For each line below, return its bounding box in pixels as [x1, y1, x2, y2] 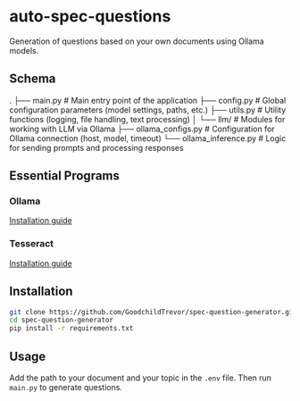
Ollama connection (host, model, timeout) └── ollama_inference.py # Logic [9, 132, 287, 144]
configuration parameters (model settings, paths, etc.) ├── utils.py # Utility [9, 104, 287, 115]
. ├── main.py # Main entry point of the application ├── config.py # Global [9, 95, 287, 105]
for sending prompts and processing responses [9, 142, 185, 153]
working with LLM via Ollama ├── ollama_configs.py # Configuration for [9, 123, 275, 134]
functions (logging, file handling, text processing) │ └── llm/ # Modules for [9, 113, 286, 124]
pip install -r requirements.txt [9, 324, 134, 333]
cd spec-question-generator [9, 315, 114, 325]
